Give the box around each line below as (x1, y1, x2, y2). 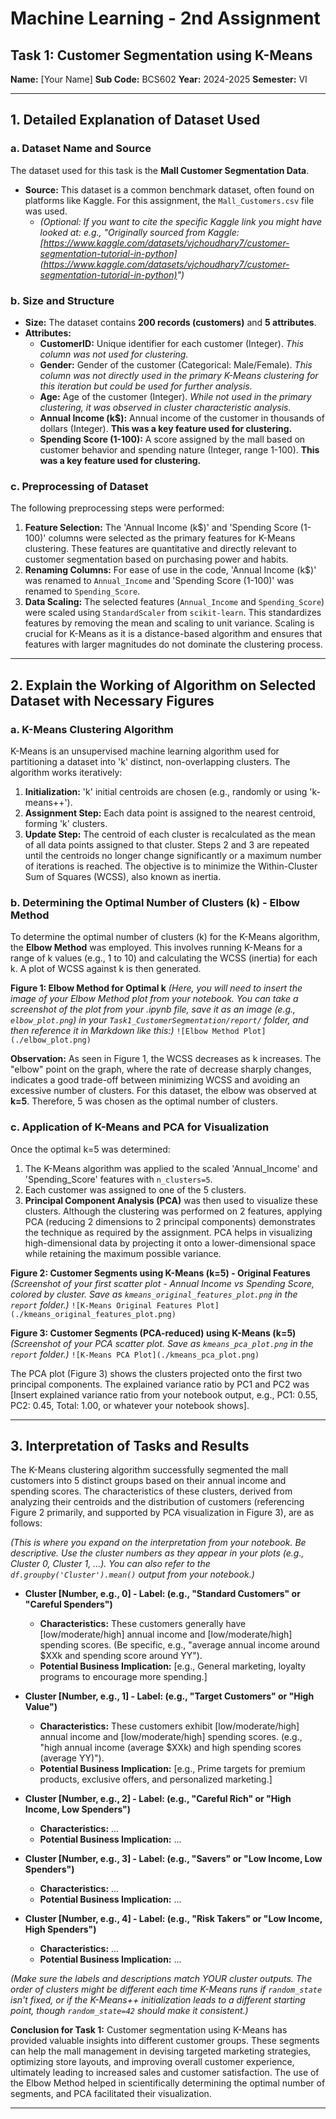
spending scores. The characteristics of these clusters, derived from (10, 1485, 293, 1497)
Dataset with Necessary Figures (10, 692, 215, 709)
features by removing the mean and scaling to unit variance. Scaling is (24, 617, 315, 629)
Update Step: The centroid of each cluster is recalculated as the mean (24, 828, 316, 840)
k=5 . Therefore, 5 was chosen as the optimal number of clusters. (10, 1095, 278, 1107)
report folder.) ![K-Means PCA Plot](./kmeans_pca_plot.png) (10, 1348, 260, 1360)
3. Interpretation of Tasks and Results (10, 1437, 250, 1454)
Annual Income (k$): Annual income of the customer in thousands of (39, 412, 325, 424)
